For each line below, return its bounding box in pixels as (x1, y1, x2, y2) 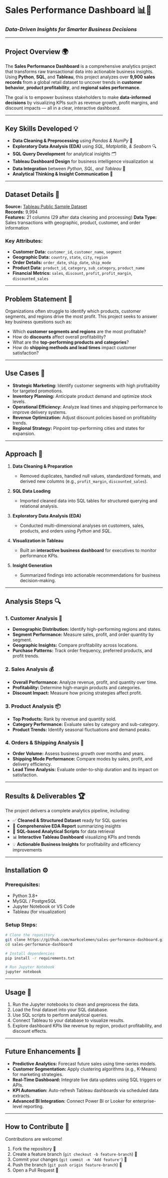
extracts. (12, 1093, 31, 1099)
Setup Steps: (5, 921, 37, 928)
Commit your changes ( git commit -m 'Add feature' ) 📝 (12, 1156, 127, 1162)
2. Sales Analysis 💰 (5, 666, 54, 673)
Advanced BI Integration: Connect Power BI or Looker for (12, 1098, 132, 1104)
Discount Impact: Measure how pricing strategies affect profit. (12, 690, 142, 696)
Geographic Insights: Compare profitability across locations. (12, 642, 138, 649)
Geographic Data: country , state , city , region (12, 254, 108, 260)
